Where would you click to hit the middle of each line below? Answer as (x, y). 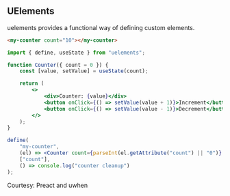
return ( (32, 84)
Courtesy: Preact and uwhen (47, 185)
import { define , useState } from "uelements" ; (76, 53)
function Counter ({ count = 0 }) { (58, 65)
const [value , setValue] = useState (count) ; (84, 71)
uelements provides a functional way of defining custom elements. (101, 27)
